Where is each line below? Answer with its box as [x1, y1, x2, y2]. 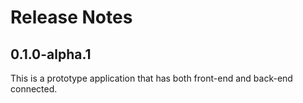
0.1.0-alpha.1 [10, 46, 92, 63]
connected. [10, 83, 58, 95]
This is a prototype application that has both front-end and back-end [10, 72, 293, 84]
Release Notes [10, 6, 133, 29]
